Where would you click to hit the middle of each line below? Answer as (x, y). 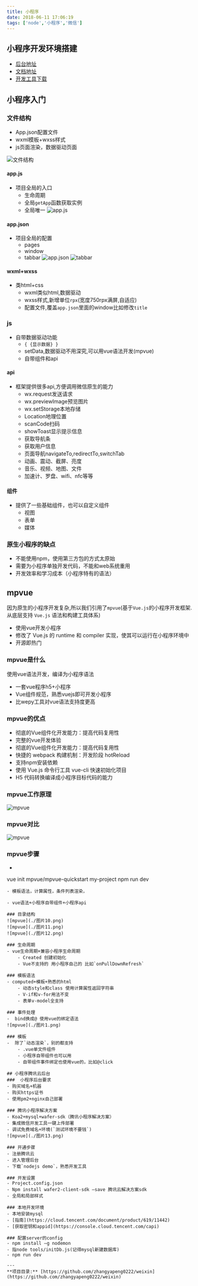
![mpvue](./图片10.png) (35, 920)
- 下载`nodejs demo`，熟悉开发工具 (47, 1166)
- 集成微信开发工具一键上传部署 (40, 1123)
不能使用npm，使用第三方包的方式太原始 (65, 559)
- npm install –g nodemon (39, 1243)
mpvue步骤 (23, 854)
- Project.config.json (35, 1183)
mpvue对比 (23, 824)
